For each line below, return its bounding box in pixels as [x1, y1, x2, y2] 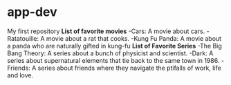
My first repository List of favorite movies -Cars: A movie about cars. [7, 27, 205, 35]
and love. [7, 70, 33, 79]
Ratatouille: [7, 34, 39, 42]
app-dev [7, 4, 57, 20]
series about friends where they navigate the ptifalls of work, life [37, 64, 221, 72]
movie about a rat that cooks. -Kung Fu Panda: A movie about [46, 34, 222, 42]
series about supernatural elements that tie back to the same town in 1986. [7, 56, 220, 64]
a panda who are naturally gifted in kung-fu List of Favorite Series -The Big [7, 41, 223, 50]
